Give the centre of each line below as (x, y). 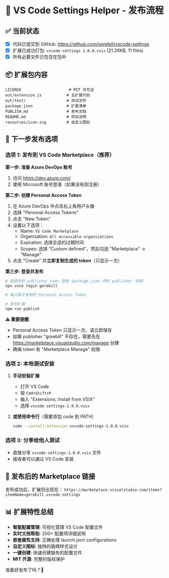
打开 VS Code (35, 387)
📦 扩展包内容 (27, 74)
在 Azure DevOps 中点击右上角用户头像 (54, 206)
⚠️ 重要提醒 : (18, 319)
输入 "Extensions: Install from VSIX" (58, 399)
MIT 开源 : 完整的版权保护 (39, 559)
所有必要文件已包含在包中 (39, 57)
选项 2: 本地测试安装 (30, 364)
